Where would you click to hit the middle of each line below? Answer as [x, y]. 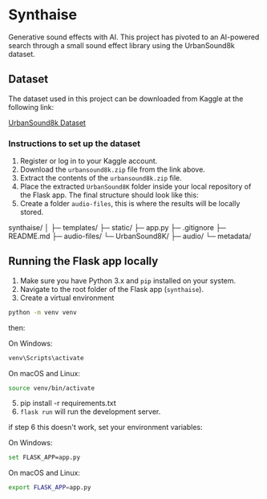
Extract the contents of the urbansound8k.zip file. [101, 178]
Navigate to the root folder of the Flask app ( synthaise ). [112, 289]
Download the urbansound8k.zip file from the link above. [113, 169]
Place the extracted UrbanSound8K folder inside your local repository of [136, 187]
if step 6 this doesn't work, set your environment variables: [105, 428]
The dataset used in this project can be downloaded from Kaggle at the [126, 99]
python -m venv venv [43, 312]
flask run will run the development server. [90, 412]
